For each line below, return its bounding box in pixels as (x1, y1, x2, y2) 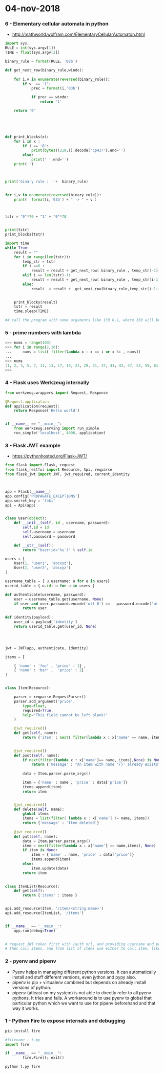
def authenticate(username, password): (5, 592, 86, 597)
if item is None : (22, 847, 58, 853)
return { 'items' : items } (22, 893, 78, 898)
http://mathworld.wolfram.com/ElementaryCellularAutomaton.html (12, 31, 145, 37)
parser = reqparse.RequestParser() (14, 694, 86, 699)
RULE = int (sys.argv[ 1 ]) (5, 46, 56, 50)
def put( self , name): (14, 834, 58, 839)
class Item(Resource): (5, 686, 51, 690)
